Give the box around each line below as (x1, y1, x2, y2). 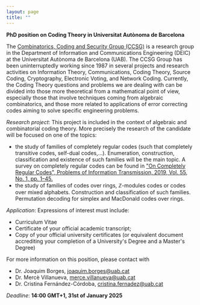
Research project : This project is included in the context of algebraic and (6, 118, 187, 125)
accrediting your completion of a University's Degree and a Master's (14, 237, 185, 245)
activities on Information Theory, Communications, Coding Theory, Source (6, 68, 191, 75)
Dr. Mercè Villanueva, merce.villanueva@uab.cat (14, 274, 136, 281)
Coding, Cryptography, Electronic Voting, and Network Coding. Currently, (6, 75, 189, 82)
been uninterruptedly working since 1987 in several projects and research (6, 61, 189, 69)
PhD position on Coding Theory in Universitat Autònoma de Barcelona (6, 31, 185, 38)
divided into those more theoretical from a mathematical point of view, (6, 87, 180, 95)
